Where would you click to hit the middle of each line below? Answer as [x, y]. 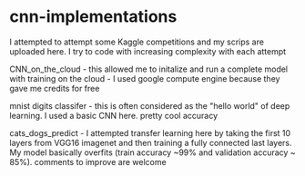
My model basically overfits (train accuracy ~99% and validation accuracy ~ [152, 152]
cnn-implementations [93, 17]
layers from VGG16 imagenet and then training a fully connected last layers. [151, 142]
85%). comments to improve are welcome [88, 161]
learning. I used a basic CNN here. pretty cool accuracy [114, 115]
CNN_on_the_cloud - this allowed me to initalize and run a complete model [149, 69]
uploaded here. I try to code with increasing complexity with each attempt [148, 51]
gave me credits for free [55, 88]
